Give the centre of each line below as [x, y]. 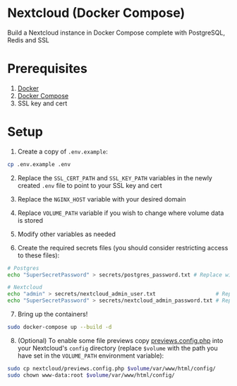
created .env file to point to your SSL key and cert [90, 185]
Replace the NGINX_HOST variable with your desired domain [102, 199]
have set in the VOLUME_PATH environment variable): [91, 356]
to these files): [38, 255]
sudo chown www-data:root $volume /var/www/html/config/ [91, 375]
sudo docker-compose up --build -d [60, 327]
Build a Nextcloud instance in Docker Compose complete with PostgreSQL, [116, 33]
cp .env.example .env [39, 164]
